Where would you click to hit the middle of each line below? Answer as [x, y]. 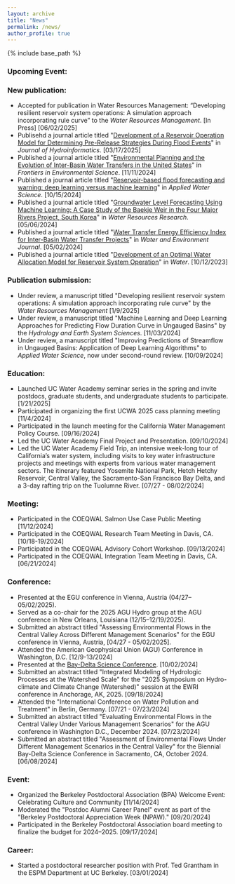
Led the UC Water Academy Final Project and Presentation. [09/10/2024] [123, 441]
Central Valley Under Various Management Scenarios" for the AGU [114, 724]
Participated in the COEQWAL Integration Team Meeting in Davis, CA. [117, 556]
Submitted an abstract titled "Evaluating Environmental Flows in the [114, 716]
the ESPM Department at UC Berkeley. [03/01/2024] [93, 873]
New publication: [37, 91]
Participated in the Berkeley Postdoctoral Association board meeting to [120, 824]
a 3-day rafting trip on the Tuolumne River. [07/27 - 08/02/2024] [111, 485]
